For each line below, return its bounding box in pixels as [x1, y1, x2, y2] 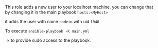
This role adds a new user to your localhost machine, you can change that [5, 4, 153, 10]
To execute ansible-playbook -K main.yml [5, 28, 89, 33]
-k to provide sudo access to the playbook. [5, 37, 91, 43]
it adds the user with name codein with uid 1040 [5, 19, 100, 24]
